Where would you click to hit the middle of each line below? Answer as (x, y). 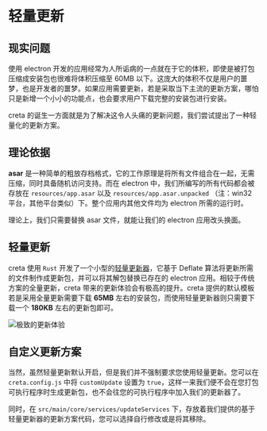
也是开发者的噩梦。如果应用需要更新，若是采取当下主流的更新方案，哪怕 (140, 89)
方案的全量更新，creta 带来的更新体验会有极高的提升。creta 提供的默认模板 (132, 287)
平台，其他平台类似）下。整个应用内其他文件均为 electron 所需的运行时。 (128, 202)
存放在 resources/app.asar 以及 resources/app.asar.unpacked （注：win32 (130, 193)
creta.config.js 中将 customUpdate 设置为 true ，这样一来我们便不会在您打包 (133, 383)
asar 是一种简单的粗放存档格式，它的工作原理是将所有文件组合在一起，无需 (132, 173)
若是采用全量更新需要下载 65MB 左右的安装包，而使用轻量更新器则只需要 (128, 298)
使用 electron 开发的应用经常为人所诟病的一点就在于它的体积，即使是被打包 (132, 69)
